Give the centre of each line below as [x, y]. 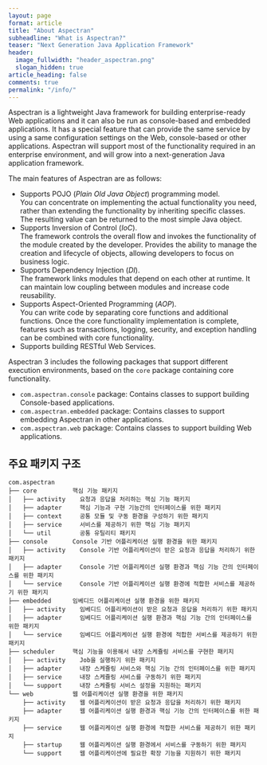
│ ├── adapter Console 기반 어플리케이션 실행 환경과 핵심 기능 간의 [121, 567]
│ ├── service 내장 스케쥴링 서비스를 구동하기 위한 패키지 [105, 677]
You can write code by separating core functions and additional [124, 312]
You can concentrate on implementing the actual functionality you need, [138, 202]
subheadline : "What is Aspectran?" [67, 38]
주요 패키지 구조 [45, 463]
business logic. [45, 262]
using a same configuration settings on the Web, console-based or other [128, 138]
